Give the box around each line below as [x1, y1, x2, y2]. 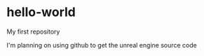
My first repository [6, 27, 60, 36]
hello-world [6, 4, 76, 20]
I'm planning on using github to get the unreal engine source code [6, 41, 197, 49]
